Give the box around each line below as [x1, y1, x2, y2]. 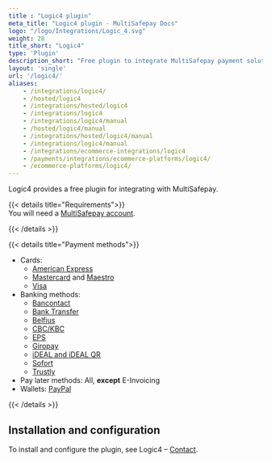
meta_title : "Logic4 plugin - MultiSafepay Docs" [8, 19, 179, 27]
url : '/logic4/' [8, 72, 63, 80]
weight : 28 [8, 34, 45, 43]
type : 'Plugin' [8, 49, 60, 57]
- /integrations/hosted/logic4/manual [23, 132, 153, 140]
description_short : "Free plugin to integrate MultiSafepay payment [8, 57, 244, 65]
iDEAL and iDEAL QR [31, 350, 101, 359]
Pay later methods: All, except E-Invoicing [19, 376, 160, 385]
